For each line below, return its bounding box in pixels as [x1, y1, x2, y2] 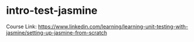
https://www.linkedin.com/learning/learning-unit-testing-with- [38, 23, 189, 30]
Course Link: [6, 23, 37, 30]
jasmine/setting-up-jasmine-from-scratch [6, 29, 108, 36]
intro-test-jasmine [6, 4, 98, 17]
